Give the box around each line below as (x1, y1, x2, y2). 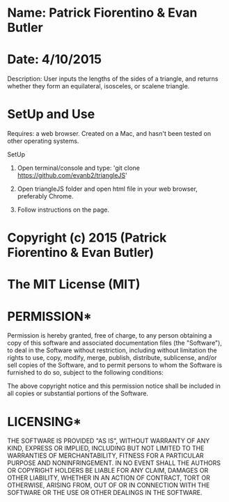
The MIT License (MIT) (7, 276, 141, 292)
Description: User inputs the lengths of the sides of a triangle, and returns (7, 74, 219, 83)
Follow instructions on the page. (17, 205, 110, 214)
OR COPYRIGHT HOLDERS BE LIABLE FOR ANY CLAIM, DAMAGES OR (7, 466, 209, 475)
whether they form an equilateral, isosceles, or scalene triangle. (7, 82, 190, 91)
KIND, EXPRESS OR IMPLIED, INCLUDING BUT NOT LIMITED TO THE (7, 444, 205, 453)
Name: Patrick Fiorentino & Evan (7, 5, 198, 21)
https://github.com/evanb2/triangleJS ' (17, 171, 127, 180)
